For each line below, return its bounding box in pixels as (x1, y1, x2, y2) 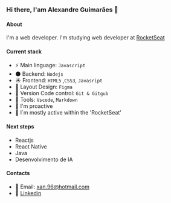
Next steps (6, 122, 34, 130)
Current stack (6, 48, 42, 55)
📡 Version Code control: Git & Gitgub (15, 90, 109, 97)
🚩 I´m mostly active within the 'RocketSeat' (15, 109, 122, 116)
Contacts (6, 170, 30, 177)
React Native (15, 142, 47, 150)
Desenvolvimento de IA (15, 156, 73, 163)
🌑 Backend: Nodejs (15, 70, 63, 78)
